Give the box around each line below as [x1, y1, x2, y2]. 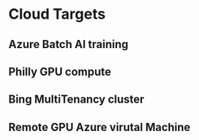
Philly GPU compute [8, 64, 112, 78]
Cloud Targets [8, 5, 106, 24]
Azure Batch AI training [8, 37, 128, 51]
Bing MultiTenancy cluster [8, 93, 145, 107]
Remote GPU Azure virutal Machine [8, 120, 191, 134]
